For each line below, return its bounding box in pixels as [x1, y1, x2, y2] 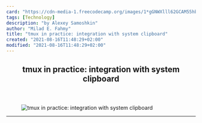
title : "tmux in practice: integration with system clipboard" [6, 31, 168, 37]
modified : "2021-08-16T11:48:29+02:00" [6, 43, 106, 49]
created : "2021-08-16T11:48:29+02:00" [6, 37, 103, 43]
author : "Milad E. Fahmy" [6, 25, 71, 32]
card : [6, 8, 20, 15]
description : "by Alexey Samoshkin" [6, 20, 98, 26]
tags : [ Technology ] [6, 14, 55, 20]
